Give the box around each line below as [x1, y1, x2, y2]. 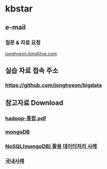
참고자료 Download [5, 98, 63, 107]
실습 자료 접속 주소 [5, 66, 58, 75]
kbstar [5, 3, 33, 15]
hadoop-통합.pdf [5, 115, 46, 122]
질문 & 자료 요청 [5, 39, 41, 46]
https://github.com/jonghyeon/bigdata [5, 82, 102, 89]
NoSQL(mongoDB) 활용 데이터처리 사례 [5, 143, 97, 150]
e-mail [5, 23, 26, 32]
